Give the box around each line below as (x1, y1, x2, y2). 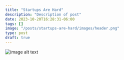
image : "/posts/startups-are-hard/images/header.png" (5, 26, 120, 31)
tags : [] (5, 21, 23, 26)
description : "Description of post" (5, 12, 81, 17)
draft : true (5, 35, 30, 40)
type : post (5, 30, 28, 35)
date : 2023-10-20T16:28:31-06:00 (5, 16, 75, 21)
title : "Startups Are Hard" (5, 7, 64, 12)
